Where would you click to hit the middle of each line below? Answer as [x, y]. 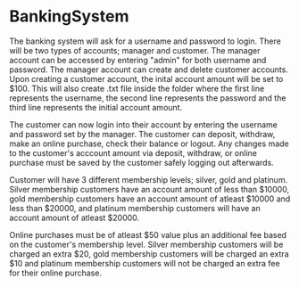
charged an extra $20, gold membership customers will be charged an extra [149, 254]
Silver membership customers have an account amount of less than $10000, [149, 189]
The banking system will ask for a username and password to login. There [145, 41]
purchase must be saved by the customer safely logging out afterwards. [141, 162]
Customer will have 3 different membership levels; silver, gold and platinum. [149, 179]
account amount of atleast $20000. [75, 217]
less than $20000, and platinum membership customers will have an [135, 208]
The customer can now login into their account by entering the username [144, 124]
